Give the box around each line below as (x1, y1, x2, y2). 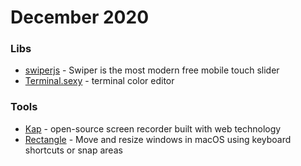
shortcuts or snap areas (24, 144, 123, 156)
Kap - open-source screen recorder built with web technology (24, 122, 282, 135)
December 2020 (10, 6, 150, 29)
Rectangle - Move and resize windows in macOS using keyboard (24, 133, 292, 145)
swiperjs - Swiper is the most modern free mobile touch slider (24, 64, 280, 76)
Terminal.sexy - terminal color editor (24, 75, 175, 87)
